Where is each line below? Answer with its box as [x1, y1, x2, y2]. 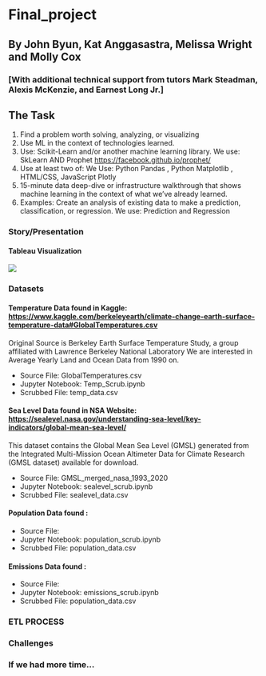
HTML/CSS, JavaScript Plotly [19, 172, 117, 182]
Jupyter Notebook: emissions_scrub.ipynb [19, 588, 160, 598]
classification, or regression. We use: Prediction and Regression [19, 206, 230, 216]
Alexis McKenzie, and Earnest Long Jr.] [8, 84, 164, 95]
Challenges [8, 638, 54, 649]
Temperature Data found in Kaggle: [8, 302, 128, 313]
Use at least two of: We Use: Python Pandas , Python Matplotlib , [19, 164, 233, 174]
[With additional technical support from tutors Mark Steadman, [8, 74, 258, 85]
